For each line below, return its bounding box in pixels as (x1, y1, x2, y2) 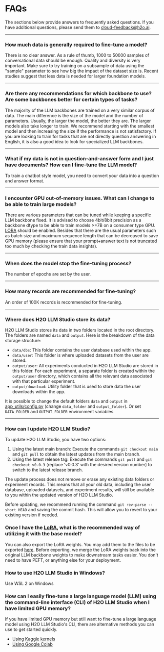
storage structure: (5, 338, 41, 344)
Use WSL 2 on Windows (5, 580, 54, 586)
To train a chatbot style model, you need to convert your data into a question (5, 173, 159, 178)
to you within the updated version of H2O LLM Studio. (5, 492, 113, 498)
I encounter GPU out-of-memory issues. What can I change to (5, 195, 155, 201)
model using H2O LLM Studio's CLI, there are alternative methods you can (5, 621, 155, 627)
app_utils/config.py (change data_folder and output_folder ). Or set (5, 403, 142, 409)
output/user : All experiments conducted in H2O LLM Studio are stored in (12, 363, 159, 369)
